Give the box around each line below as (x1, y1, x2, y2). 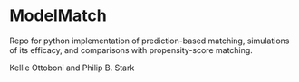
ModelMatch (9, 5, 107, 26)
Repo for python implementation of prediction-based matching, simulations (9, 35, 290, 46)
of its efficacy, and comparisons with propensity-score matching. (9, 44, 254, 55)
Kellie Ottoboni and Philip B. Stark (9, 62, 135, 73)
